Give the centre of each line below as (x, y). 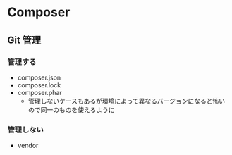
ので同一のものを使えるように (71, 109)
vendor (28, 146)
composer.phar (39, 92)
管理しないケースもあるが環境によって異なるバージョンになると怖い (127, 101)
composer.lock (39, 85)
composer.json (39, 77)
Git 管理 (24, 40)
